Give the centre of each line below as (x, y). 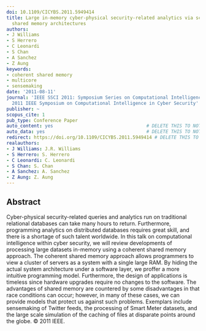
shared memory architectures (49, 23)
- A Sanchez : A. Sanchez (38, 172)
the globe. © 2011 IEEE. (36, 321)
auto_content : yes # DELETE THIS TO (98, 126)
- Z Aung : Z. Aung (30, 177)
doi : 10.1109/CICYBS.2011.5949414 (51, 12)
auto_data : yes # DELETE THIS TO (98, 132)
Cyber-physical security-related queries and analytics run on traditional (97, 217)
